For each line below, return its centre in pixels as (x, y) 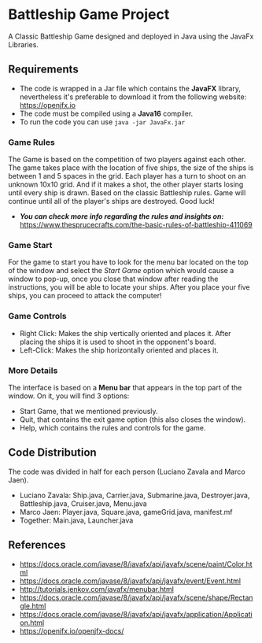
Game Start (30, 245)
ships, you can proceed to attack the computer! (85, 296)
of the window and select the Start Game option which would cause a (121, 271)
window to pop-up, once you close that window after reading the (113, 279)
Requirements (43, 70)
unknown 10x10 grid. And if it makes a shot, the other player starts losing (126, 185)
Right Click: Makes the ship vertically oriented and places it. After (125, 333)
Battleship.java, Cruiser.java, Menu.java (83, 503)
